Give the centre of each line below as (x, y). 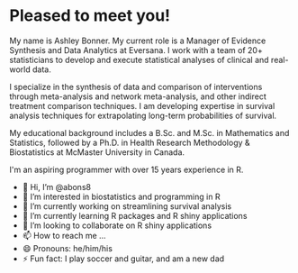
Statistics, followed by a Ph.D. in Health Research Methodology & (130, 142)
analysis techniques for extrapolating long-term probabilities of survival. (143, 115)
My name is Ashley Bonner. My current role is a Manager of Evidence (138, 41)
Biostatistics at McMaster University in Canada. (97, 152)
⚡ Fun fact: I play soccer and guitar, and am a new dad (123, 259)
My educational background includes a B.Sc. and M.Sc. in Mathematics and (149, 132)
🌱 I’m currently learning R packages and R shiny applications (135, 215)
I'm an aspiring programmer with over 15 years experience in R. (126, 169)
